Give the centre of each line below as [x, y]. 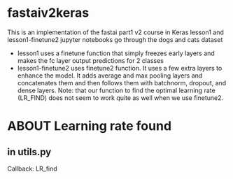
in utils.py [29, 152]
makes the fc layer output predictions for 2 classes [91, 60]
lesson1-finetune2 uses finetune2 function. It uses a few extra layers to [120, 68]
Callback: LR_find [32, 169]
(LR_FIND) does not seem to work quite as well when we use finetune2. [120, 98]
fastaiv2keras [48, 13]
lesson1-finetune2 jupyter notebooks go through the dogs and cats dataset [115, 39]
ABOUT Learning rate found [90, 126]
